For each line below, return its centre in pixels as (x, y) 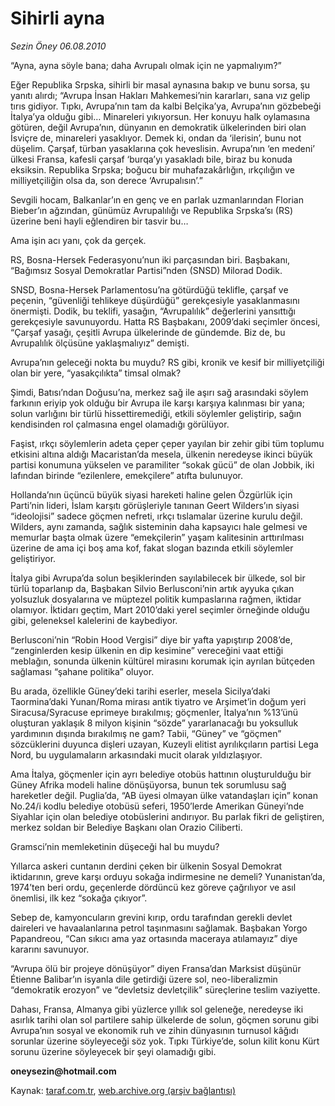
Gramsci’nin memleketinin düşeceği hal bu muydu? (115, 846)
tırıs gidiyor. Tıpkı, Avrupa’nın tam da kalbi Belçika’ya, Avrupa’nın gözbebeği (166, 106)
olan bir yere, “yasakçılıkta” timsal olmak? (96, 373)
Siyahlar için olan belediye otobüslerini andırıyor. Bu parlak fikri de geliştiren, (167, 816)
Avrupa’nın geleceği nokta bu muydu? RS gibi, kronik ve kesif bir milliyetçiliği (167, 362)
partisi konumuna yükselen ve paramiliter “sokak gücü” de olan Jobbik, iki (162, 464)
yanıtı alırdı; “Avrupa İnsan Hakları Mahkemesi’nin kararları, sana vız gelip (160, 95)
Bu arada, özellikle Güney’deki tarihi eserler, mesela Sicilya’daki (140, 691)
